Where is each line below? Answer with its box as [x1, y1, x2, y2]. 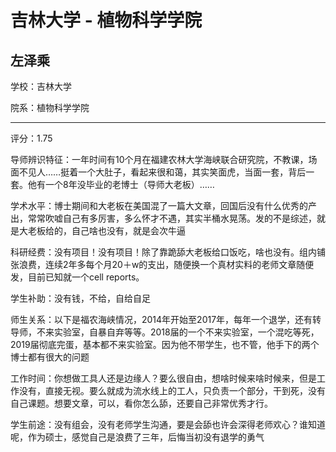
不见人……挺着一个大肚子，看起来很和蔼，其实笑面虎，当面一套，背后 [18, 166, 307, 178]
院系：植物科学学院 [10, 102, 90, 113]
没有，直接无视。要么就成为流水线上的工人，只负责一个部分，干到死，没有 [18, 385, 326, 396]
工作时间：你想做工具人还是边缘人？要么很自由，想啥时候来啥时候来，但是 [10, 372, 317, 384]
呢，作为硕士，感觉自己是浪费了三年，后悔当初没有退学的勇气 [10, 431, 265, 443]
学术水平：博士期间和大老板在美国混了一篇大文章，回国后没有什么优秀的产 [10, 200, 317, 211]
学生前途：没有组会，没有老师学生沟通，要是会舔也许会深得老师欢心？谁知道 [10, 419, 326, 430]
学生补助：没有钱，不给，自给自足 [10, 292, 151, 304]
